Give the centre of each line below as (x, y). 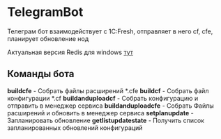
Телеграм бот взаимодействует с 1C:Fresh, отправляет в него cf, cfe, (110, 31)
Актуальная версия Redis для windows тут (70, 52)
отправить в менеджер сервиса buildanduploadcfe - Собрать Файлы (110, 106)
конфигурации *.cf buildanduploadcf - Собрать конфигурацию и (103, 98)
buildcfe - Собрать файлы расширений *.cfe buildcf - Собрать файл (108, 90)
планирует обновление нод (48, 38)
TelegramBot (45, 12)
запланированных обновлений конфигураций (75, 128)
